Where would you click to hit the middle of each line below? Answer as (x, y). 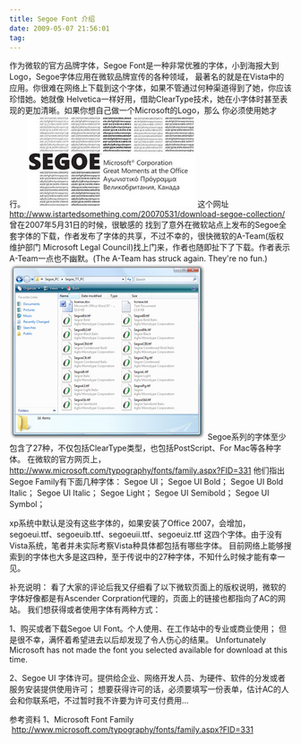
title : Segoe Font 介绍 (52, 19)
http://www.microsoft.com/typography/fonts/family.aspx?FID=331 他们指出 (147, 470)
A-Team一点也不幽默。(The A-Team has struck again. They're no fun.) (138, 258)
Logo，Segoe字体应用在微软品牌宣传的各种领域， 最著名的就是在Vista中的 (147, 77)
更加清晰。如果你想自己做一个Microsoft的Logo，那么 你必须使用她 (147, 110)
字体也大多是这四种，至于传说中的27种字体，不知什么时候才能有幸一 (159, 557)
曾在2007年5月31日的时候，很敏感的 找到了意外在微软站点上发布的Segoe (144, 225)
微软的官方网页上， (70, 460)
